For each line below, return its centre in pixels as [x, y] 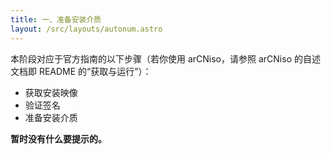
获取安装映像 [51, 92]
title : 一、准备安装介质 [56, 19]
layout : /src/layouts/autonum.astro [86, 29]
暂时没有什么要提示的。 [58, 138]
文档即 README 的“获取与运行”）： [81, 71]
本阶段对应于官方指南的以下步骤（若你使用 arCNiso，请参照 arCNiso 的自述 [165, 58]
